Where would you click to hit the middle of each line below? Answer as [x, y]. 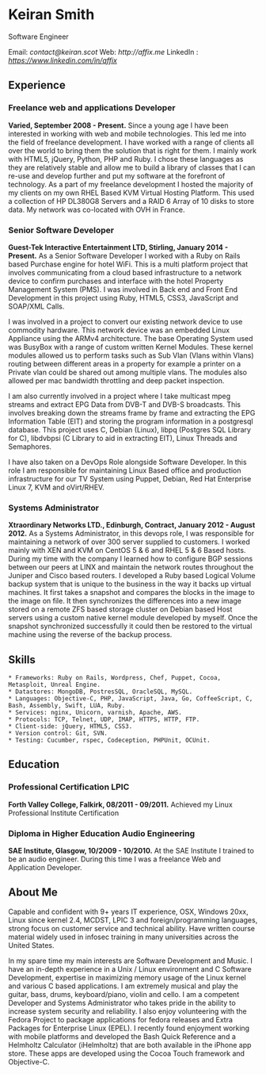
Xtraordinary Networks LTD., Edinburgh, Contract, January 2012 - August [132, 525]
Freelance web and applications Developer [92, 108]
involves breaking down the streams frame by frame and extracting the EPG [132, 412]
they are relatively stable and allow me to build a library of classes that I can [132, 167]
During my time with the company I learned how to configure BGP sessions [131, 559]
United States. [31, 945]
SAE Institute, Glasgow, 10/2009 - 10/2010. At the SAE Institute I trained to [131, 851]
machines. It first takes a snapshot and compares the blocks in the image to [131, 593]
